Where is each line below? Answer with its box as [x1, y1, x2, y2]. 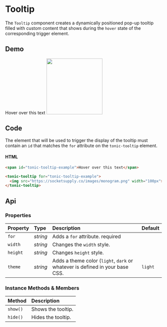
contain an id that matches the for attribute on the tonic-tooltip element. [5, 143, 158, 149]
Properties [5, 212, 31, 219]
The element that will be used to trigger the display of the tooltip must [5, 137, 148, 143]
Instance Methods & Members [5, 284, 80, 291]
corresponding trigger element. [5, 30, 70, 36]
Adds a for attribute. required [52, 233, 121, 240]
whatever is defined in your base [52, 263, 129, 270]
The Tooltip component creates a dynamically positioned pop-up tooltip [5, 20, 154, 26]
